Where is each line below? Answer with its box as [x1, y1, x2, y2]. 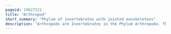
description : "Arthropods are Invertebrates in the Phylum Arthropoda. [5, 21, 160, 26]
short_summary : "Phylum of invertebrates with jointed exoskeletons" [5, 16, 156, 21]
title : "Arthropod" [5, 12, 47, 17]
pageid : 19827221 [5, 7, 42, 12]
